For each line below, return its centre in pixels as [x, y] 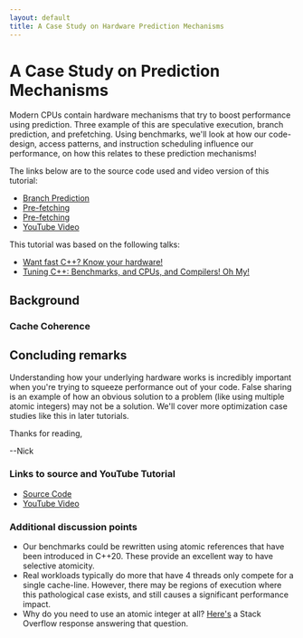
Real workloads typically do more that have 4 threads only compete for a [158, 576]
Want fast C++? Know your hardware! [93, 262]
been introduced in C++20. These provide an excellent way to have [148, 557]
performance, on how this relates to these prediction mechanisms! [133, 154]
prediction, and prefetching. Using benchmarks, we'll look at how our [138, 134]
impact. [37, 605]
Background [44, 300]
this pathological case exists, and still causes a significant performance [156, 595]
